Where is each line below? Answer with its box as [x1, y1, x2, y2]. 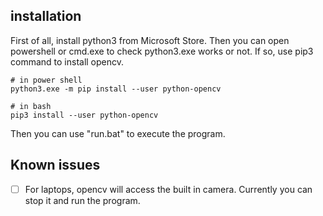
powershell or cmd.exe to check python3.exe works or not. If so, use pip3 [10, 45, 314, 57]
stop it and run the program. [24, 194, 141, 206]
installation [10, 8, 82, 25]
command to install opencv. [10, 55, 125, 68]
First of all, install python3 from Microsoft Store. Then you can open [10, 34, 290, 46]
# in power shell [10, 75, 83, 85]
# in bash [10, 101, 52, 111]
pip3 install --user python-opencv [10, 110, 159, 120]
